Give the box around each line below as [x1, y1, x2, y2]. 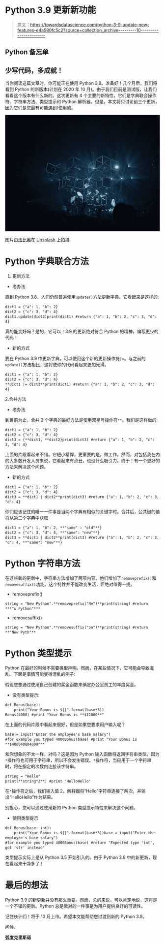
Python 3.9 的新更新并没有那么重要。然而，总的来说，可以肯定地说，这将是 [5, 897, 158, 903]
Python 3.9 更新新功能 [5, 4, 96, 16]
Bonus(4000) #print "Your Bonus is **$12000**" [5, 712, 105, 717]
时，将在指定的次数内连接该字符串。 [5, 763, 79, 769]
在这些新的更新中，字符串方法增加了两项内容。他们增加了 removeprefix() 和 [5, 575, 157, 581]
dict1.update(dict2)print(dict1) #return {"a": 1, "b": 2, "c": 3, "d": [5, 315, 157, 319]
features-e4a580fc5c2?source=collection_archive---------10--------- [17, 27, 159, 33]
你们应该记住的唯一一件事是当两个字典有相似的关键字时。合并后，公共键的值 [5, 509, 160, 515]
